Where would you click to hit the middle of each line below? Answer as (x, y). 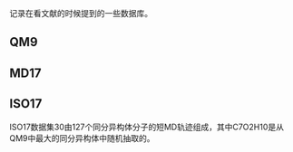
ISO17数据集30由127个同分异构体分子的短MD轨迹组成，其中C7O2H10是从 (146, 127)
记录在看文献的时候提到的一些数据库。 (81, 13)
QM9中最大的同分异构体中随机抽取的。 (83, 138)
